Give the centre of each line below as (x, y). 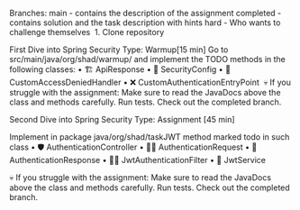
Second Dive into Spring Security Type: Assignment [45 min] (123, 119)
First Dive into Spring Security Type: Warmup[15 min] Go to (119, 50)
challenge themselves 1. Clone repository (87, 32)
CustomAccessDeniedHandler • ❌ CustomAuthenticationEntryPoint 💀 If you (150, 82)
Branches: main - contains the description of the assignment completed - (145, 13)
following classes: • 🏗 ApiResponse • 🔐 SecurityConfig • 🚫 (120, 69)
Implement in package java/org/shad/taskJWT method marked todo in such (150, 137)
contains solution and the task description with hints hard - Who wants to (145, 23)
